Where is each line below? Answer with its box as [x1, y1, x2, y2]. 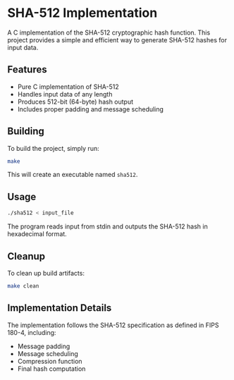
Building [7, 125, 44, 137]
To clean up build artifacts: [7, 269, 85, 277]
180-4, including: [7, 328, 56, 336]
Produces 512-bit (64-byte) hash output [17, 97, 134, 106]
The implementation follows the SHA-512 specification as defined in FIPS [7, 321, 219, 329]
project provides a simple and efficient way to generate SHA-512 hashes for [7, 35, 228, 44]
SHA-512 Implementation [7, 5, 158, 21]
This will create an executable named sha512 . [7, 171, 138, 179]
